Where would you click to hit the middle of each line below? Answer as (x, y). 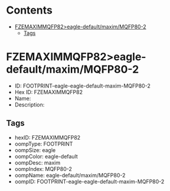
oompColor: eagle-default (46, 156)
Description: (30, 105)
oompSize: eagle (35, 150)
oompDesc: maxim (37, 163)
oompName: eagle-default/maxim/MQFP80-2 (70, 175)
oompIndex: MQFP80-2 (43, 169)
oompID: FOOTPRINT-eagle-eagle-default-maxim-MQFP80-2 (89, 182)
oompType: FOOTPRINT (44, 144)
